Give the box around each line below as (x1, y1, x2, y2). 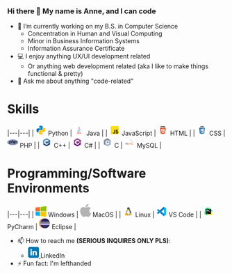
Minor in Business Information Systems (27, 37, 140, 45)
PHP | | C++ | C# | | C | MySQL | (19, 141, 162, 150)
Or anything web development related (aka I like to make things (27, 62, 209, 70)
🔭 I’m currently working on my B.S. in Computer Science (17, 22, 179, 31)
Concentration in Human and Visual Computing (27, 29, 163, 38)
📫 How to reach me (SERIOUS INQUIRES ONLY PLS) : (17, 236, 171, 244)
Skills (7, 101, 40, 117)
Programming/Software (7, 166, 147, 182)
